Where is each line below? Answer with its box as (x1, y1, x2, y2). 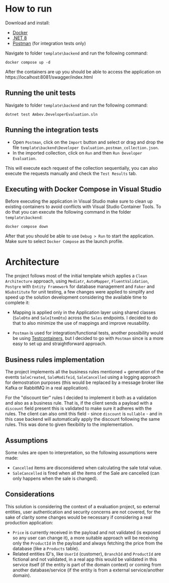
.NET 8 (12, 35, 27, 41)
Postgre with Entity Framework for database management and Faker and (5, 283, 155, 289)
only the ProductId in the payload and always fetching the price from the (12, 540, 163, 546)
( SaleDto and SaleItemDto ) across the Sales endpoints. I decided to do (12, 315, 158, 321)
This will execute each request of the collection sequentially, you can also (5, 165, 158, 171)
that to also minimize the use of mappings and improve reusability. (12, 320, 150, 326)
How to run (5, 3, 52, 15)
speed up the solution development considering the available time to (5, 294, 147, 301)
